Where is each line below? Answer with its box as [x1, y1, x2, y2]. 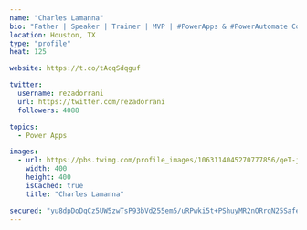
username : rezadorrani [17, 89, 104, 98]
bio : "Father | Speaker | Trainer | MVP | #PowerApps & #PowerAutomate [9, 22, 288, 31]
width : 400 [26, 164, 68, 173]
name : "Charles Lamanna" [9, 13, 104, 23]
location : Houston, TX [9, 30, 96, 39]
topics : [9, 122, 39, 131]
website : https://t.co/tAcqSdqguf [9, 64, 142, 73]
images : [9, 147, 39, 156]
